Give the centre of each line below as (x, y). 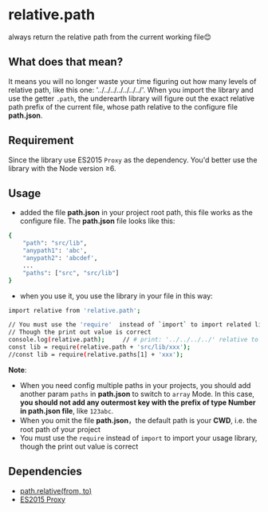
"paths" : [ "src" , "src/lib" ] (71, 273)
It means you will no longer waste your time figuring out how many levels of (132, 81)
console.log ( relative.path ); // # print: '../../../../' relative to (134, 340)
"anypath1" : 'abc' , (55, 251)
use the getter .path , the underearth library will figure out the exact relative (132, 98)
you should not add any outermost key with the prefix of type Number (138, 402)
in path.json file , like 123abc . (67, 410)
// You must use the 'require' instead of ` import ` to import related (130, 325)
